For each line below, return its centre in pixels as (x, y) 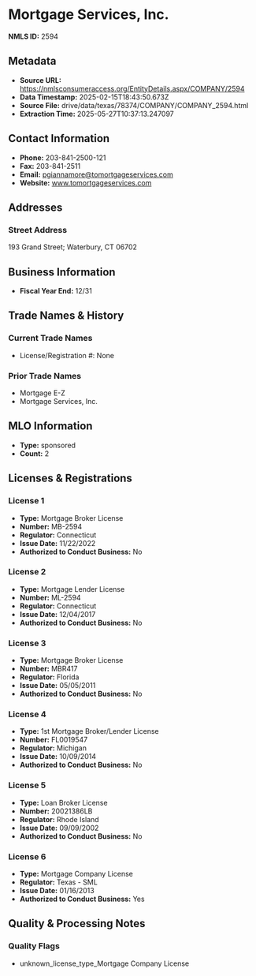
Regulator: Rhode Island (59, 819)
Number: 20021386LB (56, 811)
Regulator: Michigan (53, 748)
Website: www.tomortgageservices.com (85, 182)
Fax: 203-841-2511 (50, 166)
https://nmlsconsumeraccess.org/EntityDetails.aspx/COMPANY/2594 (132, 88)
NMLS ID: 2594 (33, 36)
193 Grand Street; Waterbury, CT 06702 (73, 247)
